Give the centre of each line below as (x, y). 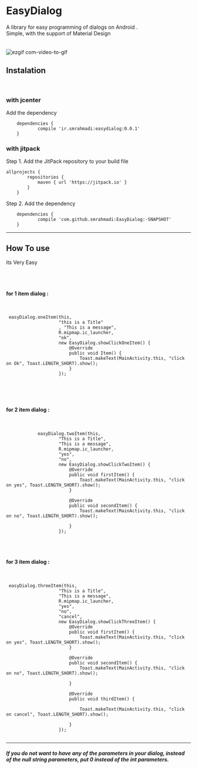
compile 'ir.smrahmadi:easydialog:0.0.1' (89, 129)
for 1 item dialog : (27, 293)
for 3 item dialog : (28, 562)
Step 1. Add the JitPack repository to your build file (67, 161)
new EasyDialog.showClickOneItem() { (104, 343)
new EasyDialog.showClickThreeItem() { (107, 621)
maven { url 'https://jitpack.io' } (82, 183)
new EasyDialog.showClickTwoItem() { (104, 464)
